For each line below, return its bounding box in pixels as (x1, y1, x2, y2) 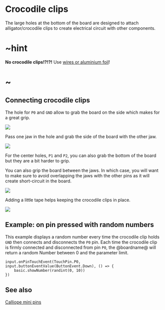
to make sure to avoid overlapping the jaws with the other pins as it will (5, 172, 150, 178)
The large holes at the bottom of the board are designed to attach (5, 20, 139, 26)
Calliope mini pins (5, 299, 42, 305)
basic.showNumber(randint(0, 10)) (14, 268, 85, 273)
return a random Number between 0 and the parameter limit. (5, 249, 129, 255)
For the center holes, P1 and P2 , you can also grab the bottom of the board (5, 153, 157, 158)
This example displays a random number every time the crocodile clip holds (5, 233, 160, 239)
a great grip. (5, 114, 31, 120)
